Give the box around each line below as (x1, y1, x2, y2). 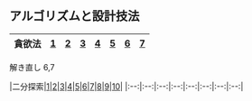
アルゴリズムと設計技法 (9, 8, 140, 24)
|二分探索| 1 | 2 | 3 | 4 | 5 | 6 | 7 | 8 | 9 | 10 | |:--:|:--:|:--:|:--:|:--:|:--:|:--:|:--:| (9, 80, 244, 92)
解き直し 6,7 (9, 61, 55, 72)
